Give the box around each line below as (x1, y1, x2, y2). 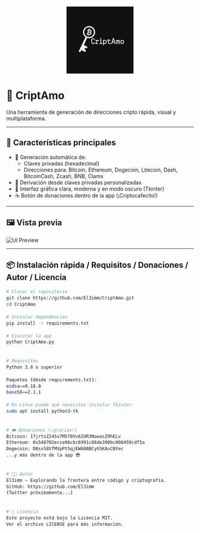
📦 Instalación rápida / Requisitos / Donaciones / (6, 260, 189, 270)
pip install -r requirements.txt (6, 320, 89, 326)
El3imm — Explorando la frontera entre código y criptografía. (6, 477, 167, 483)
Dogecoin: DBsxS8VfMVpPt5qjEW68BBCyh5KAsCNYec (6, 446, 124, 452)
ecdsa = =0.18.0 (6, 383, 42, 389)
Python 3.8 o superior (6, 364, 62, 370)
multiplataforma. (6, 114, 46, 122)
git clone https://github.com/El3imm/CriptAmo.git (6, 295, 135, 301)
